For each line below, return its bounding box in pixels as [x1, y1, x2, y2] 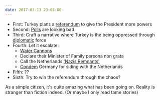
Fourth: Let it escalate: [12, 42, 59, 48]
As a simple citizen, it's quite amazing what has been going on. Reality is [5, 83, 155, 90]
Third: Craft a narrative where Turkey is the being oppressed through [12, 31, 155, 37]
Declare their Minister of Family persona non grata [20, 53, 124, 59]
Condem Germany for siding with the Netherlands [20, 63, 123, 69]
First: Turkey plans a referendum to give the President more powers [12, 21, 152, 27]
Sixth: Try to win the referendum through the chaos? [12, 74, 121, 80]
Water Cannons [20, 47, 53, 53]
